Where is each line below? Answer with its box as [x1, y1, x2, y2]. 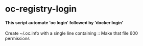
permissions [5, 35, 30, 42]
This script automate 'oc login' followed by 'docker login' [5, 19, 123, 25]
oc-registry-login [5, 3, 77, 15]
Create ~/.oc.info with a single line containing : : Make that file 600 [5, 31, 138, 36]
